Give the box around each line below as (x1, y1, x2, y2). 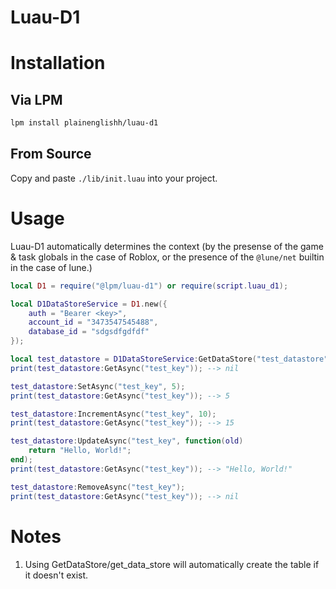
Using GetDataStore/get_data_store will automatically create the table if (24, 558, 320, 570)
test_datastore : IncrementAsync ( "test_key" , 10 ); (10, 409, 217, 419)
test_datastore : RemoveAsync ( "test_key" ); (10, 482, 186, 492)
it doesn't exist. (24, 569, 89, 581)
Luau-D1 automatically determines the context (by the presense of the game (10, 240, 324, 252)
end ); (10, 455, 33, 465)
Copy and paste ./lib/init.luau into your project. (10, 172, 218, 184)
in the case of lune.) (10, 261, 93, 273)
